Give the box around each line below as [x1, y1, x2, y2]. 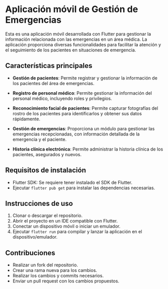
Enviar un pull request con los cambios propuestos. [12, 278, 120, 284]
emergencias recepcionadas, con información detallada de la [12, 131, 140, 137]
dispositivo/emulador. [12, 234, 58, 240]
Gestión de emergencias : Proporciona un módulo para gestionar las [12, 125, 155, 131]
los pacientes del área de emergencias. [12, 80, 95, 86]
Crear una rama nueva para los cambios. [12, 267, 97, 273]
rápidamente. [12, 116, 40, 122]
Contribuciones [5, 248, 55, 257]
